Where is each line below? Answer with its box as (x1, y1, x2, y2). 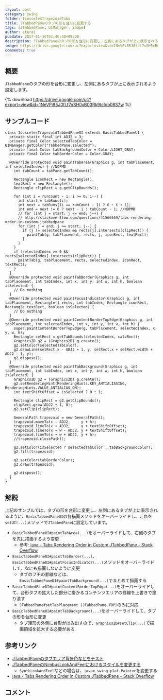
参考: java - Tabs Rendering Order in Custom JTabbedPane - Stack (19, 542, 153, 547)
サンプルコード (5, 117, 49, 125)
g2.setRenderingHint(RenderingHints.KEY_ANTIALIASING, (14, 381, 127, 386)
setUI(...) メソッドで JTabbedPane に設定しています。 (5, 519, 110, 525)
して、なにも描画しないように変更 (12, 565, 80, 571)
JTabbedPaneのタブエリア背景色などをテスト (12, 655, 104, 661)
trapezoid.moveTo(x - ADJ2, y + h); (14, 420, 97, 424)
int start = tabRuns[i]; (17, 198, 68, 203)
